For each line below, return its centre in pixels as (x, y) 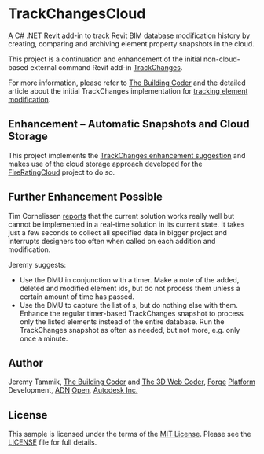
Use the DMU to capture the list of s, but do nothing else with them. (128, 305)
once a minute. (44, 338)
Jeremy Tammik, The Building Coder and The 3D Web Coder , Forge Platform (132, 382)
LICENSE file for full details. (53, 442)
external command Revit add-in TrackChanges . (106, 67)
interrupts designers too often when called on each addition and (112, 241)
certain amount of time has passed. (77, 297)
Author (26, 363)
